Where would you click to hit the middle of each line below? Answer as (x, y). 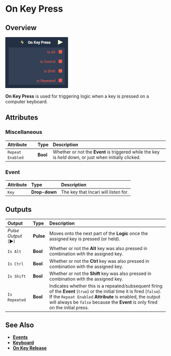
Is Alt (14, 252)
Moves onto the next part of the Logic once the (98, 233)
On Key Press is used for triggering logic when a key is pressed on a (77, 96)
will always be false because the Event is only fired (103, 302)
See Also (20, 325)
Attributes (22, 118)
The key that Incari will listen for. (95, 192)
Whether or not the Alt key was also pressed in (98, 249)
